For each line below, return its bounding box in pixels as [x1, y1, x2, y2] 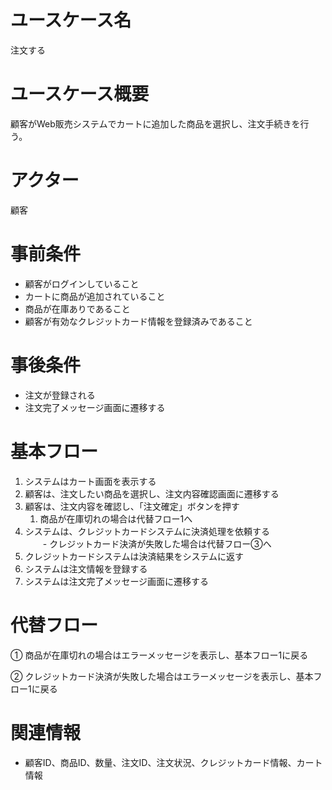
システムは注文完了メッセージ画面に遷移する [24, 575, 210, 587]
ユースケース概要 [10, 83, 150, 106]
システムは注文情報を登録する [24, 562, 148, 575]
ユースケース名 [10, 9, 132, 32]
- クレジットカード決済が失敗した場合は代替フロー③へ [42, 537, 272, 550]
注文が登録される [24, 389, 96, 401]
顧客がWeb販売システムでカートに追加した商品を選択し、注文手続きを [10, 117, 301, 130]
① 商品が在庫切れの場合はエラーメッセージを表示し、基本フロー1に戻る [10, 649, 309, 661]
